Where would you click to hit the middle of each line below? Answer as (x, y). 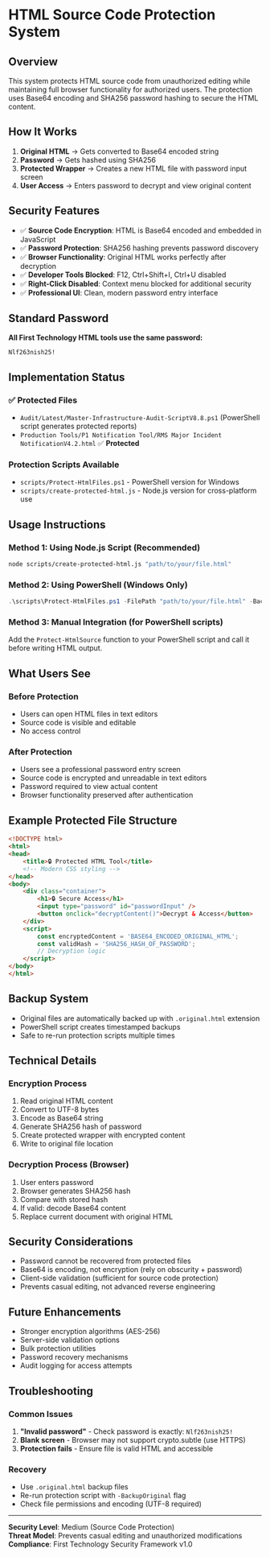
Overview (33, 62)
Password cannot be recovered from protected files (105, 1261)
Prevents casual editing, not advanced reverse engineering (117, 1286)
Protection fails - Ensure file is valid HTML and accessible (117, 1448)
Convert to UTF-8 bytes (59, 1109)
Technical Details (53, 1061)
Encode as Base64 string (61, 1118)
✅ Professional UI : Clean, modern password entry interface (119, 292)
